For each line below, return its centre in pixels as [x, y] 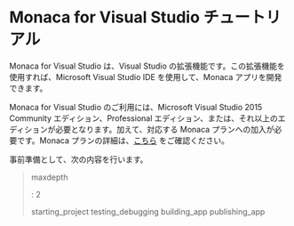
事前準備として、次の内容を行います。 [79, 159]
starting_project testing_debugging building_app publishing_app [148, 211]
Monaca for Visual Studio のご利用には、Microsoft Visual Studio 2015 [136, 107]
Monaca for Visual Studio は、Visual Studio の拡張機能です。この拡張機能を [147, 66]
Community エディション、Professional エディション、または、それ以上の [143, 118]
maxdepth [49, 177]
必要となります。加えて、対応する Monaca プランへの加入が [165, 129]
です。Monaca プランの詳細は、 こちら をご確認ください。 [123, 140]
